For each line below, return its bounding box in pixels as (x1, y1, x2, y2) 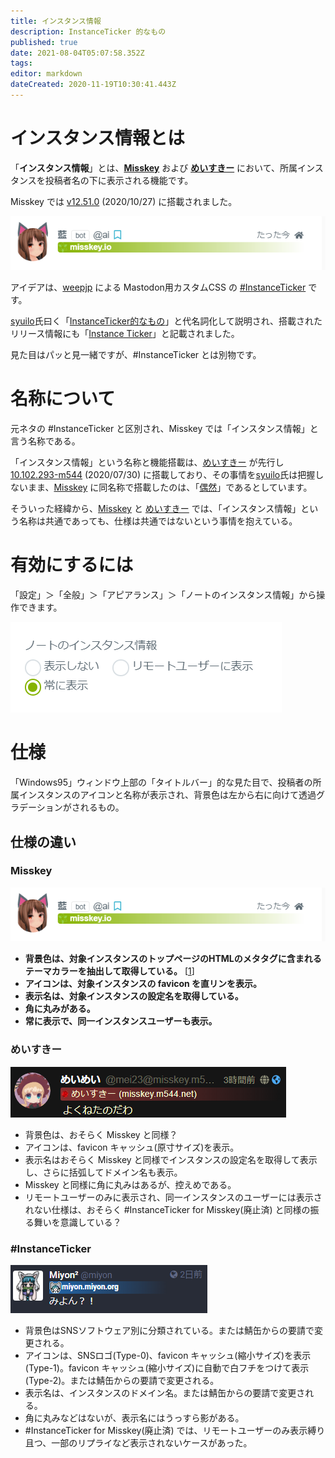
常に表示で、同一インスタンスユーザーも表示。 (24, 1015, 218, 1027)
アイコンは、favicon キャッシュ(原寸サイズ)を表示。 (24, 1141, 240, 1153)
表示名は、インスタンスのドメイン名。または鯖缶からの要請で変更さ (24, 1386, 306, 1399)
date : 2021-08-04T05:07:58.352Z (10, 48, 145, 58)
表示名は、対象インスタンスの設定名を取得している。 (24, 990, 244, 1002)
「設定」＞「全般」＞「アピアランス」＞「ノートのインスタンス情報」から (10, 589, 317, 601)
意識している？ (59, 1216, 122, 1228)
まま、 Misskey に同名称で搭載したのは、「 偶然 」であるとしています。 (27, 481, 313, 494)
